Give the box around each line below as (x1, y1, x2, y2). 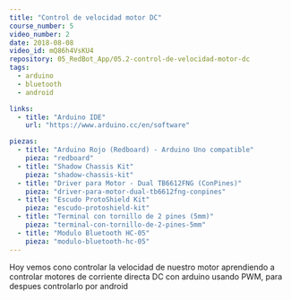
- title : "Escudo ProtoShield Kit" (17, 195, 150, 204)
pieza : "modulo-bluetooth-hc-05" (25, 236, 150, 246)
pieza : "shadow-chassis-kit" (25, 170, 134, 179)
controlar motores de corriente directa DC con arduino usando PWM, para (9, 270, 283, 282)
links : (9, 104, 34, 113)
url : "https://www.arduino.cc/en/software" (25, 121, 191, 130)
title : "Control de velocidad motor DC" (9, 13, 163, 22)
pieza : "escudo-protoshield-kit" (25, 203, 150, 213)
